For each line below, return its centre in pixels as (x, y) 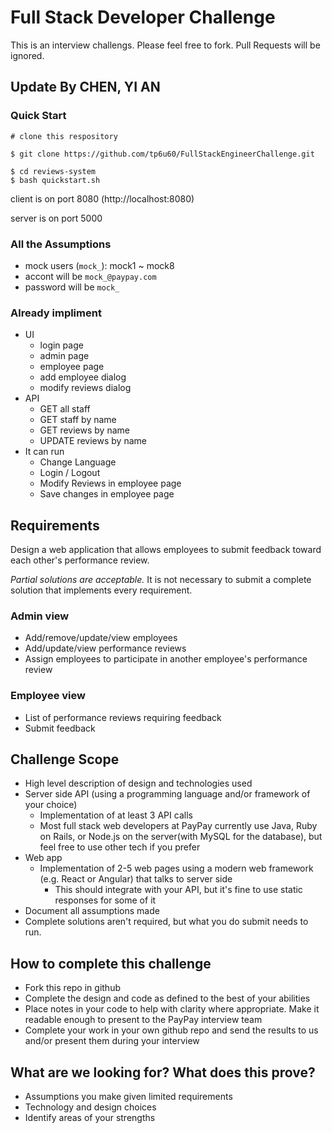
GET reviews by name (84, 430)
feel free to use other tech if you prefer (120, 847)
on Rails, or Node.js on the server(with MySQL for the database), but (181, 837)
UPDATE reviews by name (93, 441)
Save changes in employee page (107, 494)
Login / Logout (70, 473)
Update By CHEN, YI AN (85, 87)
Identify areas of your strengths (90, 1118)
